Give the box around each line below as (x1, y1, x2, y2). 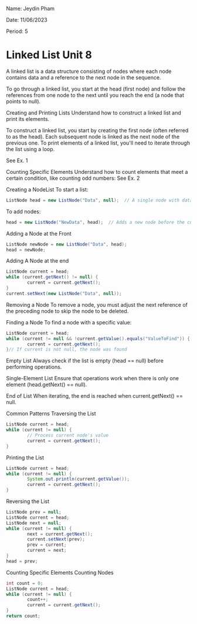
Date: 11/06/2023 (6, 16, 48, 23)
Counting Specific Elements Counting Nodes (6, 569, 114, 576)
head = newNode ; (6, 247, 46, 253)
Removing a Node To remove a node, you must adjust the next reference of (6, 301, 188, 308)
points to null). (6, 98, 41, 105)
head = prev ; (6, 558, 38, 564)
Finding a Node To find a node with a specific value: (6, 318, 132, 326)
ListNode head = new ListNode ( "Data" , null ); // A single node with (6, 197, 180, 203)
